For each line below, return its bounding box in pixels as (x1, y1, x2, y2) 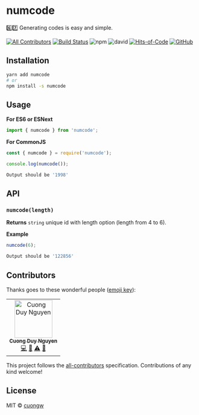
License (6, 385, 37, 396)
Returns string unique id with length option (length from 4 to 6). (6, 219, 167, 226)
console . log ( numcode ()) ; (6, 161, 69, 167)
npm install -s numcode (6, 83, 66, 89)
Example (6, 230, 29, 238)
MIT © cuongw (6, 402, 44, 409)
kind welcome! (6, 368, 43, 375)
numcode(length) (6, 207, 54, 214)
